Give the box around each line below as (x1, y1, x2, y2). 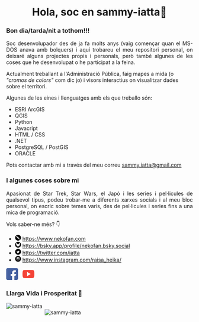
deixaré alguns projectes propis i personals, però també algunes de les (6, 53, 193, 60)
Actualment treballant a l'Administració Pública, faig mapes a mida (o (6, 71, 174, 78)
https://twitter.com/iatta (22, 249, 80, 256)
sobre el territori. (6, 83, 47, 90)
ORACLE (14, 150, 36, 157)
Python (14, 119, 33, 126)
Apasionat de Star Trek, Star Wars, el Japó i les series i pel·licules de (6, 190, 193, 197)
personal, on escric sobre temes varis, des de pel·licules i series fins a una (6, 202, 193, 209)
